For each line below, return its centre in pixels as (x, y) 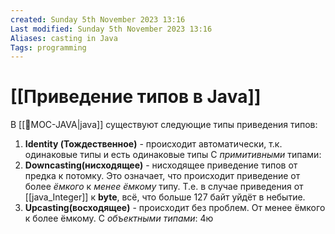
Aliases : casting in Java (64, 38)
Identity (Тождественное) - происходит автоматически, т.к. (153, 144)
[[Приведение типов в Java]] (136, 97)
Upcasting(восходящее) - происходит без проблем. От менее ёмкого (175, 208)
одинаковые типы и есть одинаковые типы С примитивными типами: (173, 155)
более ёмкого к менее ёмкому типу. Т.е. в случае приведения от (164, 187)
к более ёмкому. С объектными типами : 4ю (119, 218)
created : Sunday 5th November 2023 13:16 (98, 19)
